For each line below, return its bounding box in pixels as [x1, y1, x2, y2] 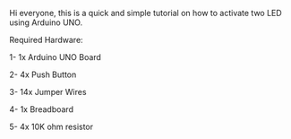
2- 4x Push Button [9, 69, 77, 80]
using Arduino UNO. [9, 17, 83, 28]
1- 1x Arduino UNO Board [9, 52, 101, 62]
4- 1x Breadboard [9, 104, 74, 115]
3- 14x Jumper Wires [9, 87, 87, 97]
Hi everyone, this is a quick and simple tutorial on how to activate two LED [9, 8, 282, 18]
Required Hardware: [9, 35, 83, 45]
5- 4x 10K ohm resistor [9, 121, 94, 132]
